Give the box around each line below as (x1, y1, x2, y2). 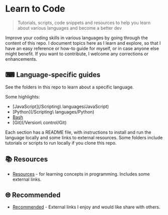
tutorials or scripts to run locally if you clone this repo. (5, 140, 117, 146)
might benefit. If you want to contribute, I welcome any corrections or (5, 51, 149, 57)
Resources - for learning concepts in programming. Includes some (12, 171, 150, 177)
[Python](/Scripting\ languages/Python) (12, 109, 94, 115)
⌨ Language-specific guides (5, 71, 101, 79)
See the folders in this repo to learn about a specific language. (5, 84, 134, 90)
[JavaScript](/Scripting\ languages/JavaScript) (12, 103, 109, 110)
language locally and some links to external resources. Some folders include (5, 134, 163, 141)
